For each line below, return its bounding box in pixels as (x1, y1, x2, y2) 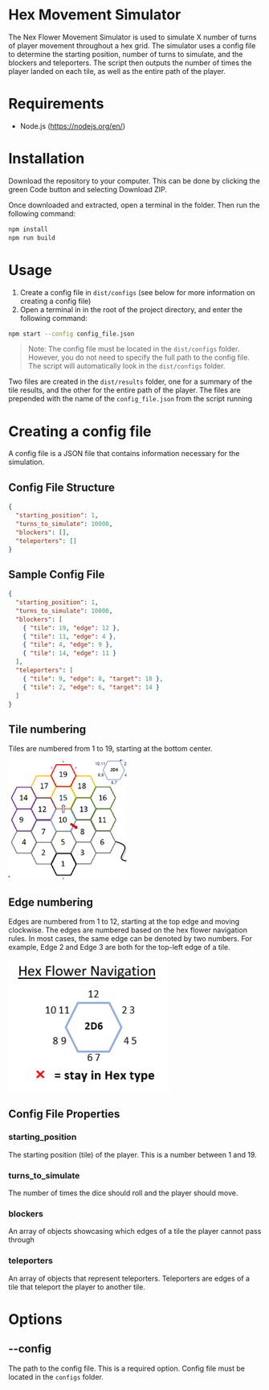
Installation (8, 150, 85, 168)
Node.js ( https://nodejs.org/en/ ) (19, 121, 126, 130)
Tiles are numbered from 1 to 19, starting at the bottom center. (8, 744, 213, 754)
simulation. (8, 457, 45, 467)
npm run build (8, 233, 56, 242)
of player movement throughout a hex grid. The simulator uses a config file (8, 40, 256, 50)
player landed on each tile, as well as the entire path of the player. (8, 66, 226, 76)
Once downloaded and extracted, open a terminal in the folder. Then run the (8, 199, 260, 210)
